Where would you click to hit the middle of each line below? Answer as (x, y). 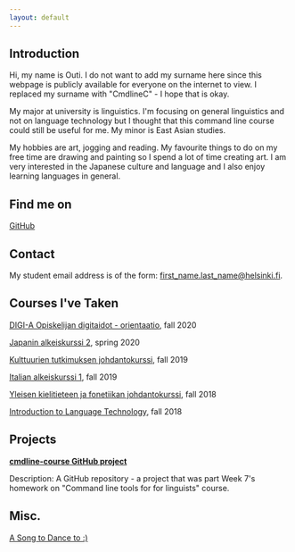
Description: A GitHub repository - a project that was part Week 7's (132, 478)
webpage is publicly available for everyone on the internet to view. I (133, 85)
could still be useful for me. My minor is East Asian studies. (117, 130)
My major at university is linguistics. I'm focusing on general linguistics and (147, 112)
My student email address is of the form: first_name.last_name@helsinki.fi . (146, 276)
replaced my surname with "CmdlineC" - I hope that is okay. (119, 94)
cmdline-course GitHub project (68, 461)
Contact (32, 254)
